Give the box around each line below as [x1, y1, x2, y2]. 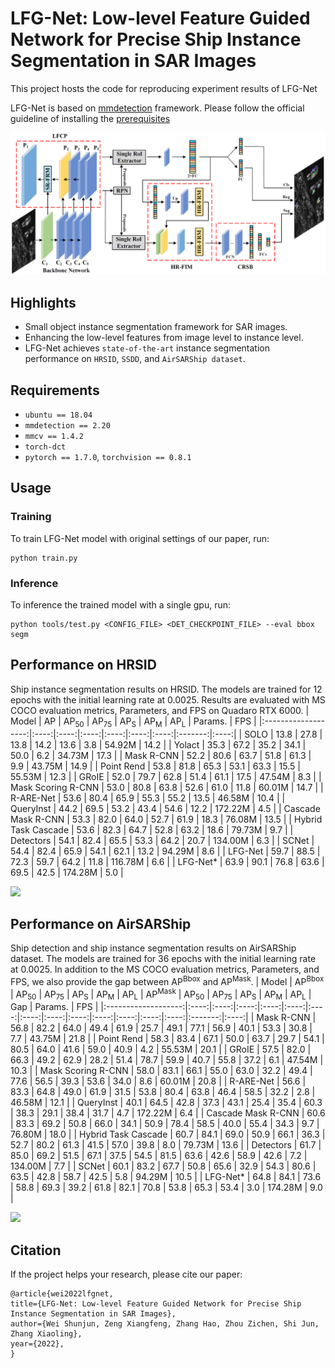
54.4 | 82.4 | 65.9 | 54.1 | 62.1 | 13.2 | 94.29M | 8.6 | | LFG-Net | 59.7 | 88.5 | [10, 845, 321, 857]
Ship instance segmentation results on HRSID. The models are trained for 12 [10, 683, 323, 695]
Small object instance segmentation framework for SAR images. [24, 321, 288, 333]
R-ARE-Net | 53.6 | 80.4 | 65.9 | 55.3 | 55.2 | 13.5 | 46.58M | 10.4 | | [10, 792, 286, 804]
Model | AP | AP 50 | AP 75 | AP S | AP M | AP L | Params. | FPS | [10, 715, 257, 729]
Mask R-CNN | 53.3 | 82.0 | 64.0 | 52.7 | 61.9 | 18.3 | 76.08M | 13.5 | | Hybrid [10, 813, 323, 825]
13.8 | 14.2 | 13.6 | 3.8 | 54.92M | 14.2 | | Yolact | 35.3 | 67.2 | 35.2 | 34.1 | [10, 738, 307, 751]
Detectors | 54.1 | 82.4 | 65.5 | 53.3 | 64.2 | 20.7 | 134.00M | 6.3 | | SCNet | [10, 834, 315, 846]
